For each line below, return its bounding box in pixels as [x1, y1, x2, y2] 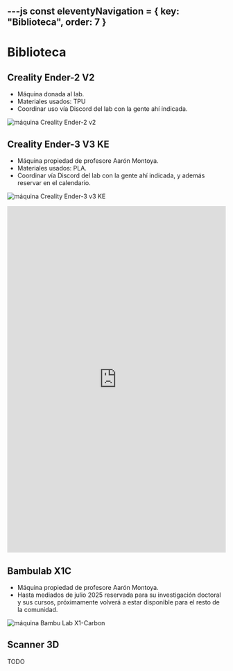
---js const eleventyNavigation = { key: [7, 6, 180, 17]
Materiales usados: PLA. [17, 164, 87, 173]
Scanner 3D [7, 639, 60, 651]
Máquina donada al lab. [17, 90, 85, 98]
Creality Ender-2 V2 [7, 71, 95, 83]
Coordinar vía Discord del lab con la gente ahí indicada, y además [17, 171, 205, 180]
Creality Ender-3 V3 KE [7, 138, 110, 150]
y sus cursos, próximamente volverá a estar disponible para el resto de [17, 598, 220, 607]
